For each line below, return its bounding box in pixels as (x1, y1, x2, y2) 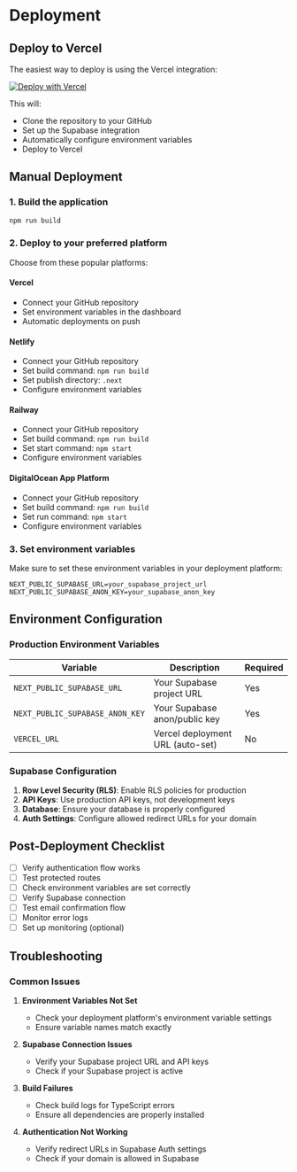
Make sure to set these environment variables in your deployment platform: (9, 563, 283, 573)
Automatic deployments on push (21, 316, 141, 327)
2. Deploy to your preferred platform (9, 237, 168, 249)
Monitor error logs (21, 912, 88, 923)
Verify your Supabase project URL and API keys (34, 1056, 209, 1067)
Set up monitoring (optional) (21, 922, 125, 933)
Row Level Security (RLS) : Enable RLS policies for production (21, 785, 247, 796)
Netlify (9, 336, 35, 346)
